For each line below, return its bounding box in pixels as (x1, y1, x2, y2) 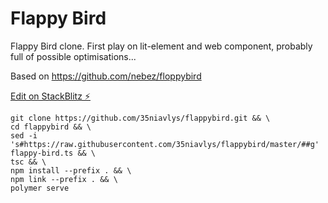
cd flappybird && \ (10, 122, 92, 132)
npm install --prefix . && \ (10, 165, 132, 176)
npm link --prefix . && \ (10, 174, 118, 184)
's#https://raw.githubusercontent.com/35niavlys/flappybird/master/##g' (10, 139, 320, 149)
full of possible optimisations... (10, 50, 137, 62)
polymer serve (10, 183, 70, 193)
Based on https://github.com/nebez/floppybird (10, 70, 202, 82)
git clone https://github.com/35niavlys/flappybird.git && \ (10, 113, 271, 123)
